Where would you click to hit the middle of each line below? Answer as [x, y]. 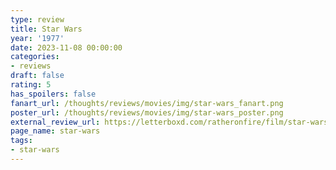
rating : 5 [31, 85]
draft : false [37, 76]
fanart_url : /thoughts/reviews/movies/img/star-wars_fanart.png [147, 103]
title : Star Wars [46, 29]
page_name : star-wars [55, 131]
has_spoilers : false [53, 94]
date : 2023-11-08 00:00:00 [66, 47]
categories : [35, 57]
